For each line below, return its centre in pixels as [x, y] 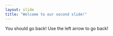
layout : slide [20, 10]
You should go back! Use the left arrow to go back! [57, 28]
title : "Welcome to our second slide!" [46, 14]
